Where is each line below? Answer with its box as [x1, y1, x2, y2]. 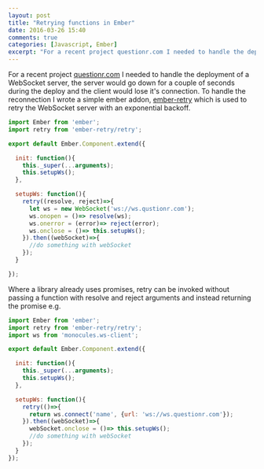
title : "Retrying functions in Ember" [8, 19, 135, 27]
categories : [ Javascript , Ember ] [8, 41, 118, 49]
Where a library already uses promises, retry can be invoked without [8, 284, 229, 294]
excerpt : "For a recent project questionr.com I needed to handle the [8, 48, 244, 56]
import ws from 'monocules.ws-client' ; [8, 331, 139, 339]
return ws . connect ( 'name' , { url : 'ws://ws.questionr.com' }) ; [28, 410, 234, 418]
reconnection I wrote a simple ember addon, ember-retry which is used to [8, 95, 247, 104]
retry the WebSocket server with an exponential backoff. [8, 103, 191, 113]
